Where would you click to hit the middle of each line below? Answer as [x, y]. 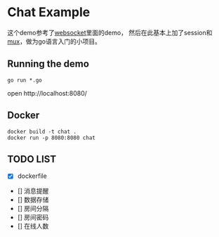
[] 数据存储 [33, 200]
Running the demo [48, 64]
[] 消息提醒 [33, 191]
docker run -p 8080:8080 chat [52, 138]
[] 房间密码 [33, 217]
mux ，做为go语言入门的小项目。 [54, 41]
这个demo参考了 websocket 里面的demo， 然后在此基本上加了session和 [110, 32]
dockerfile [32, 176]
